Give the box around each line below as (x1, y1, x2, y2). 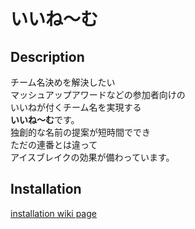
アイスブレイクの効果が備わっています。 (10, 151, 175, 163)
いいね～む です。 (10, 114, 80, 125)
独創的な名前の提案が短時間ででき (10, 126, 151, 138)
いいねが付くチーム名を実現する (10, 101, 142, 113)
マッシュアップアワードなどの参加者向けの (10, 89, 186, 100)
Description (10, 48, 85, 65)
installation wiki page (10, 207, 97, 219)
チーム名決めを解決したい (10, 76, 116, 88)
